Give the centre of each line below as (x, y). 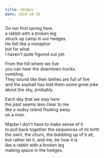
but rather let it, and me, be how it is (41, 139)
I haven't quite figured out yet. (35, 54)
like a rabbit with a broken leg (35, 145)
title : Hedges (20, 10)
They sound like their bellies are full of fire (47, 79)
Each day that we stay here (32, 99)
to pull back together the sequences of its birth (52, 129)
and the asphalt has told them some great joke (52, 84)
